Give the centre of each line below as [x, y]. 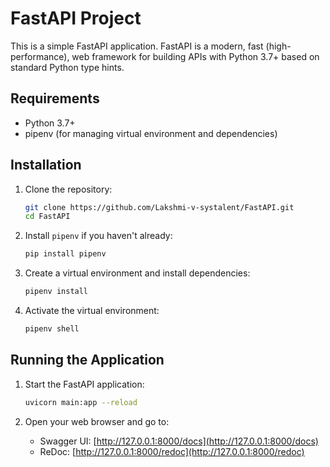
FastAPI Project [76, 18]
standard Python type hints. [67, 67]
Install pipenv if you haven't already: [98, 236]
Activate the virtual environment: [92, 311]
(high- [278, 46]
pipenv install [56, 292]
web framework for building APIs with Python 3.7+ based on [195, 56]
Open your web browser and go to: [97, 421]
